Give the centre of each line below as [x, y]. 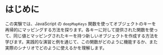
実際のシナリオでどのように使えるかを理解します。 [56, 48]
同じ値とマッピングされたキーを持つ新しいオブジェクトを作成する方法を [86, 36]
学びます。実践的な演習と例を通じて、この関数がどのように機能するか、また [81, 41]
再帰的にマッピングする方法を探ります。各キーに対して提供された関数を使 [80, 29]
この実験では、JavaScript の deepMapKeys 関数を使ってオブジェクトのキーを [81, 24]
